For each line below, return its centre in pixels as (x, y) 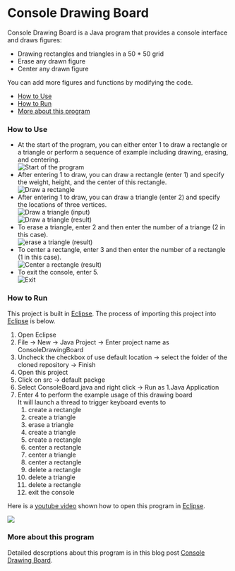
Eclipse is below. (31, 321)
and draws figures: (35, 40)
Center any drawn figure (53, 68)
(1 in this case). (40, 257)
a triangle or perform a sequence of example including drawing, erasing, (123, 152)
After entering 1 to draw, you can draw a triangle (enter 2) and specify (119, 197)
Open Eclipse (37, 335)
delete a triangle (52, 477)
